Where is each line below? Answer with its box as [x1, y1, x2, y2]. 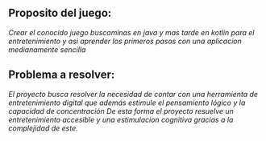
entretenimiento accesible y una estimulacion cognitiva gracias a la [8, 115, 234, 124]
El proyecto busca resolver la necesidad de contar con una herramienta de [8, 89, 259, 99]
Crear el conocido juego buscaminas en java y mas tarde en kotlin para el [8, 27, 255, 37]
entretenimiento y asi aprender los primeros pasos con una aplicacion [8, 36, 242, 46]
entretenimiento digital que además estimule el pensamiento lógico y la [8, 98, 246, 107]
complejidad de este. [8, 123, 78, 133]
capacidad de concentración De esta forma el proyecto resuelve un [8, 106, 234, 115]
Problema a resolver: [8, 68, 115, 82]
